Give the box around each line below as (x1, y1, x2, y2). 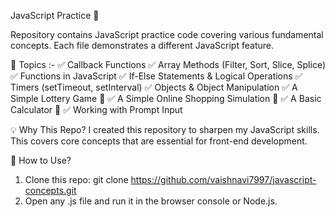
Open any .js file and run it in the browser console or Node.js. (24, 195, 278, 207)
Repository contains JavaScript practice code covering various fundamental (10, 29, 324, 40)
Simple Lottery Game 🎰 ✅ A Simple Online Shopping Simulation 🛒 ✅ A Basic (10, 93, 322, 104)
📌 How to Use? (10, 155, 72, 166)
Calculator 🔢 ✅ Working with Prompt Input (10, 104, 183, 115)
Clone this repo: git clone (24, 174, 129, 185)
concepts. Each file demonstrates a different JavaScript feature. (10, 40, 274, 51)
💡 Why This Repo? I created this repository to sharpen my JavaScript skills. (10, 124, 320, 135)
